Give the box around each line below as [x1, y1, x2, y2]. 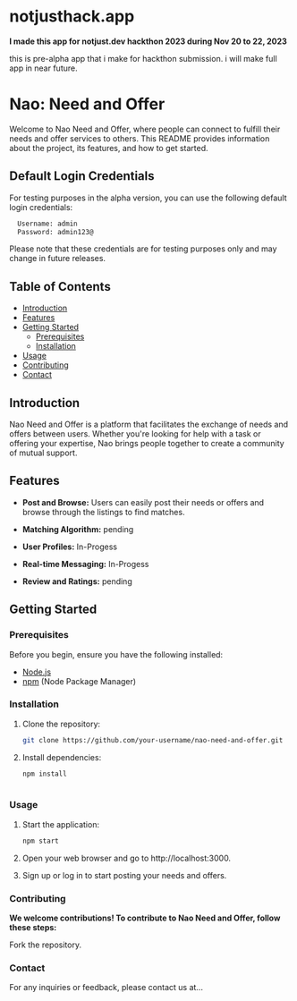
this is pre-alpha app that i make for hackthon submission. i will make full [9, 53, 277, 64]
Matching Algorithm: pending [21, 523, 134, 534]
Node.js [21, 666, 52, 677]
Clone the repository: [21, 718, 101, 729]
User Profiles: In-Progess [21, 541, 118, 552]
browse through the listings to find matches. [21, 506, 185, 517]
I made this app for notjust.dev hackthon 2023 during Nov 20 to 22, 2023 [9, 36, 288, 47]
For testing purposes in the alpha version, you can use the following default [9, 192, 288, 203]
